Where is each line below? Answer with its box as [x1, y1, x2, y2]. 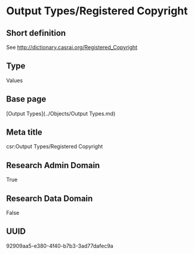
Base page [6, 94, 47, 104]
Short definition [6, 28, 66, 38]
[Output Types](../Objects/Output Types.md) [6, 110, 116, 117]
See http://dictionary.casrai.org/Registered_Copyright [6, 44, 138, 51]
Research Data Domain [6, 193, 93, 203]
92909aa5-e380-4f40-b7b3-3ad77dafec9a [6, 242, 113, 249]
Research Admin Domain [6, 160, 100, 171]
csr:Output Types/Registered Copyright [6, 143, 103, 150]
